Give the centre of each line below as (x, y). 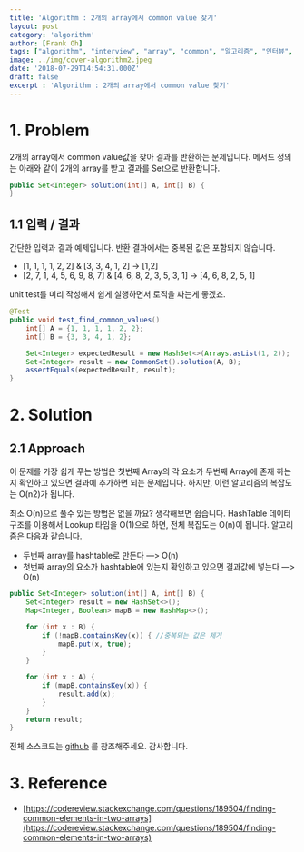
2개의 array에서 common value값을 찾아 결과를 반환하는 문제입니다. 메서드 (142, 156)
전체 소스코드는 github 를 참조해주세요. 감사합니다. (99, 747)
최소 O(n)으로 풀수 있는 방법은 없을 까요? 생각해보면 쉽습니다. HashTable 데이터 (151, 513)
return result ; (54, 719)
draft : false (34, 77)
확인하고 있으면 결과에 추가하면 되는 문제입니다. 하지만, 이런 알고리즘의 (143, 483)
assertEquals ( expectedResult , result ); (101, 370)
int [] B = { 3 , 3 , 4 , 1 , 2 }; (79, 337)
